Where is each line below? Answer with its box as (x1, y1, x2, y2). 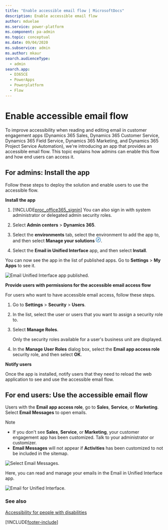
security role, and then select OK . (12, 351, 82, 358)
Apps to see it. (5, 262, 36, 268)
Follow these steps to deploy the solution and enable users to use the (5, 182, 149, 188)
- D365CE (10, 72, 28, 77)
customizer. (12, 440, 37, 446)
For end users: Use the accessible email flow (5, 391, 148, 399)
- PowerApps (10, 77, 35, 83)
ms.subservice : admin (5, 45, 51, 50)
